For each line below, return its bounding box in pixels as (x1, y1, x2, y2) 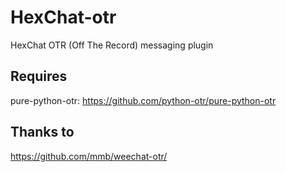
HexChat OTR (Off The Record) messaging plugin (10, 39, 214, 51)
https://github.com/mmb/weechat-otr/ (10, 150, 168, 162)
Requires (10, 68, 68, 85)
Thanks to (10, 124, 75, 141)
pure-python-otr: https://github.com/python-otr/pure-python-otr (10, 94, 277, 106)
